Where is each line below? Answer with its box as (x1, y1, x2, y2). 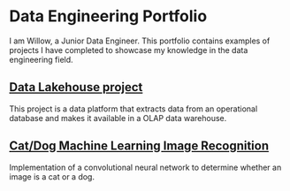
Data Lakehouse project (9, 80, 143, 95)
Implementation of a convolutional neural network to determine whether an (9, 162, 282, 172)
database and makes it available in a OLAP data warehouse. (9, 112, 227, 123)
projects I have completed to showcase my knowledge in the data (9, 44, 248, 55)
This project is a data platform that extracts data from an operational (9, 103, 258, 114)
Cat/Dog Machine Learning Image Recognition (9, 139, 270, 154)
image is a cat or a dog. (9, 171, 95, 182)
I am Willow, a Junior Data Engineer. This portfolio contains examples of (9, 35, 271, 46)
